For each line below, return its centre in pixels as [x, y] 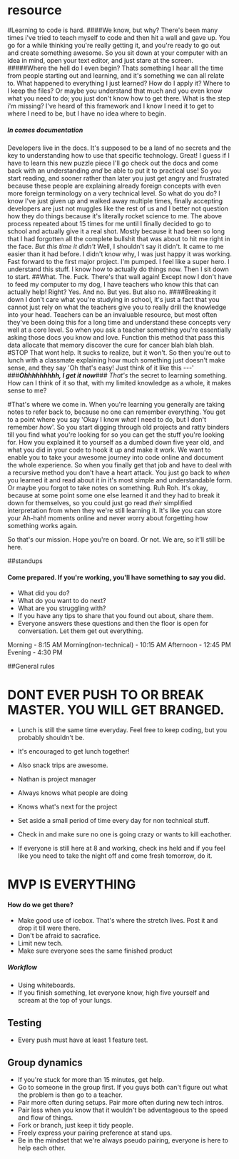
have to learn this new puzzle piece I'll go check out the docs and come [113, 163]
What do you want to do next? [62, 601]
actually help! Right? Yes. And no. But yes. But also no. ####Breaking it [112, 292]
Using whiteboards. [46, 985]
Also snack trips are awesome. [63, 765]
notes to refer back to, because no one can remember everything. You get [117, 412]
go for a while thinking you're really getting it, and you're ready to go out [114, 45]
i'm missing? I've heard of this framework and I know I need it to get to [111, 106]
